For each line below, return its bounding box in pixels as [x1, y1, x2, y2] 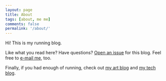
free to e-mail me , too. [5, 55, 52, 61]
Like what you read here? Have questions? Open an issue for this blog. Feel [5, 50, 161, 56]
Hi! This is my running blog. [5, 40, 62, 46]
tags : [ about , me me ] [5, 17, 51, 22]
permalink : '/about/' [5, 26, 51, 31]
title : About [5, 12, 33, 17]
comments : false [5, 21, 39, 27]
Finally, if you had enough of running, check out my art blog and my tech [5, 65, 156, 71]
